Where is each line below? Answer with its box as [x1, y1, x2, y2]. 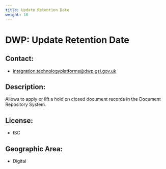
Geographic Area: [5, 145, 63, 153]
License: [5, 116, 33, 125]
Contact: [5, 54, 34, 63]
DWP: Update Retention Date [5, 34, 130, 46]
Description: [5, 82, 46, 91]
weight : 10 [5, 12, 29, 17]
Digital [12, 158, 26, 164]
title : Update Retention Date [5, 7, 70, 13]
